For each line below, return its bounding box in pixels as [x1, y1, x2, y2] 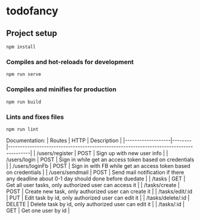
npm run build [6, 99, 42, 105]
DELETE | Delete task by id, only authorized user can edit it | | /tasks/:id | [6, 200, 185, 207]
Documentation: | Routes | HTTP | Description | [6, 137, 122, 144]
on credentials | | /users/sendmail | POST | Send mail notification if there [6, 168, 184, 176]
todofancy [6, 4, 59, 18]
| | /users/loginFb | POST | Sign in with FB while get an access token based [6, 162, 191, 169]
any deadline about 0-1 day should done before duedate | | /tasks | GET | [6, 175, 186, 182]
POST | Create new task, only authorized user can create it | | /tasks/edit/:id [6, 188, 193, 195]
